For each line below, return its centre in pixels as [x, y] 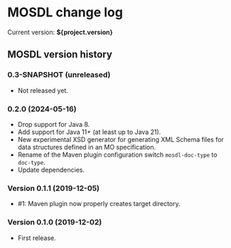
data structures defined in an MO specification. [87, 147]
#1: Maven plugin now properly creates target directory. [99, 204]
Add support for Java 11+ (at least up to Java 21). [89, 132]
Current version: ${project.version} [60, 32]
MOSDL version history [60, 55]
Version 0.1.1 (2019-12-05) [54, 188]
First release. [37, 238]
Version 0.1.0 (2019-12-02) [55, 222]
